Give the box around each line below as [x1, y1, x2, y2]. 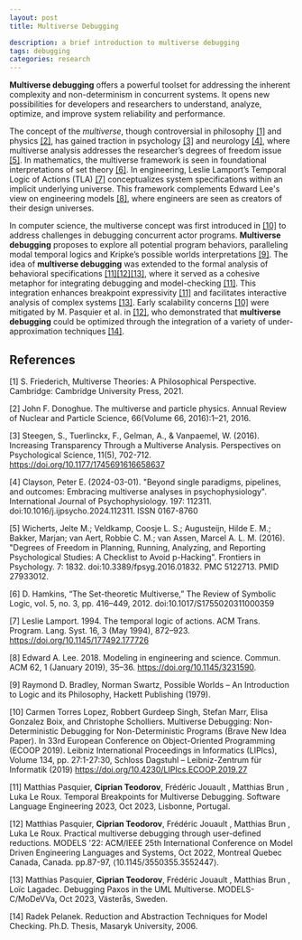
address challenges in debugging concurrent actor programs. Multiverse [9, 230, 281, 240]
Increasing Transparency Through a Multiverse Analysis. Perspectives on [9, 439, 281, 450]
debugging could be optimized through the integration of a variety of [9, 316, 266, 327]
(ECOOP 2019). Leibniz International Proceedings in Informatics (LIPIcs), [9, 745, 278, 756]
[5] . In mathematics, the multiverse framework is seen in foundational [9, 155, 268, 165]
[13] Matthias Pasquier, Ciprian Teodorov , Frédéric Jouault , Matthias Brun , [9, 874, 291, 885]
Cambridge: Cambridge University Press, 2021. [9, 385, 185, 396]
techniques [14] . [64, 326, 124, 337]
